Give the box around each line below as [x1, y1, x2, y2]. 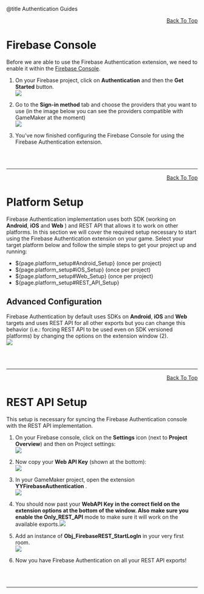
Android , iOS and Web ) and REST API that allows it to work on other [6, 222, 178, 229]
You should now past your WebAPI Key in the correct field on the [15, 500, 180, 508]
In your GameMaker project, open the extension [15, 476, 135, 483]
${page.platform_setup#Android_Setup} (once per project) [15, 259, 162, 267]
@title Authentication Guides [6, 5, 78, 12]
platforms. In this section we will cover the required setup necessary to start [6, 228, 197, 236]
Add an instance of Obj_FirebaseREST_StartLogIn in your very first [15, 532, 184, 539]
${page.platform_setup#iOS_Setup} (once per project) [15, 266, 151, 273]
